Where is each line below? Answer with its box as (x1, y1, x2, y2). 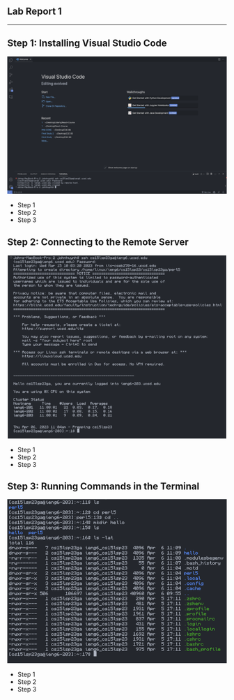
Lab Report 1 (7, 6, 63, 17)
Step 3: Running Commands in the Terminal (7, 480, 200, 492)
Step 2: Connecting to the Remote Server (7, 236, 189, 248)
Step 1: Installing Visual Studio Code (7, 38, 167, 50)
